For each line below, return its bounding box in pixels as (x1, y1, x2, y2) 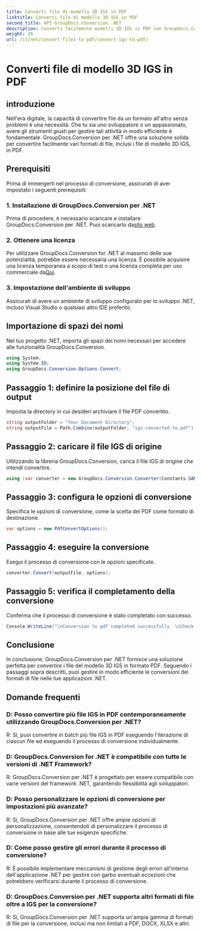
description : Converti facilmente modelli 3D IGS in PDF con (6, 25, 162, 32)
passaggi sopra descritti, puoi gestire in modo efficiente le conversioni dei (6, 668, 189, 675)
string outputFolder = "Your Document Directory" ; (6, 419, 135, 425)
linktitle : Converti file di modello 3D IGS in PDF (6, 14, 138, 20)
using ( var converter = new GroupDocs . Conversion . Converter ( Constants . (6, 475, 188, 481)
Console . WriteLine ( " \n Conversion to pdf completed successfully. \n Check (6, 623, 194, 629)
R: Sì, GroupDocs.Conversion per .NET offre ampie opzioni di (6, 816, 156, 823)
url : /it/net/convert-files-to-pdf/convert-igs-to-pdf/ (6, 37, 148, 43)
